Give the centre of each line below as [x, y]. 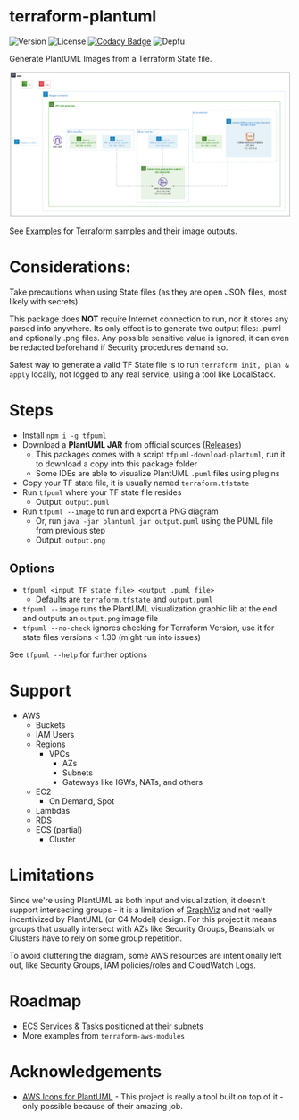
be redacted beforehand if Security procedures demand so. [119, 347]
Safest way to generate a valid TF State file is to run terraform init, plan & [149, 365]
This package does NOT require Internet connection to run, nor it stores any [149, 319]
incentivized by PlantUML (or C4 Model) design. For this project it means [143, 919]
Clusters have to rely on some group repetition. [96, 938]
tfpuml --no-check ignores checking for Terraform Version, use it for [148, 628]
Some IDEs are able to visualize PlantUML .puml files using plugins [158, 474]
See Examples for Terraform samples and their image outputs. [124, 231]
